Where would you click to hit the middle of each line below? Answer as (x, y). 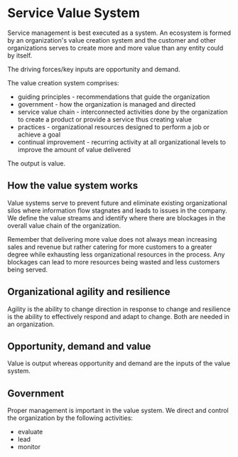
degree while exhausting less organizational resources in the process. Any (116, 254)
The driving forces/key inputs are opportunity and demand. (94, 69)
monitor (29, 447)
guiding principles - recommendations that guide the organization (114, 97)
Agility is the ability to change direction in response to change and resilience (119, 309)
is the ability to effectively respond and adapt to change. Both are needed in (118, 316)
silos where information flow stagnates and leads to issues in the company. (117, 210)
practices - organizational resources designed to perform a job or (113, 127)
